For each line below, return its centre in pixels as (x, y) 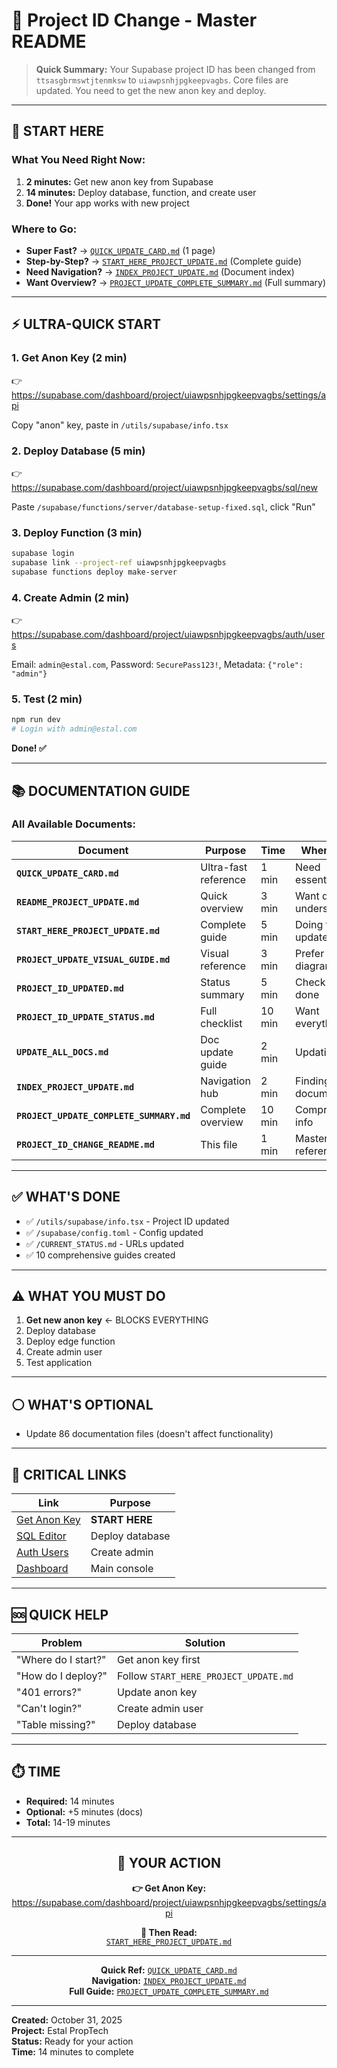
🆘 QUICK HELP (60, 1614)
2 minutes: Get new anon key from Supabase (119, 181)
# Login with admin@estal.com (74, 729)
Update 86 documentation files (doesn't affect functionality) (149, 1434)
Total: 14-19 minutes (68, 1822)
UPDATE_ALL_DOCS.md (62, 1052)
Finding (313, 1081)
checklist (221, 1023)
